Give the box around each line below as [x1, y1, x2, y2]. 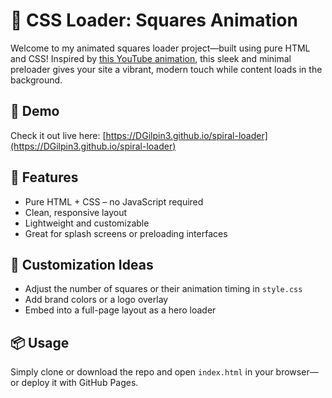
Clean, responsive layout [24, 206, 128, 218]
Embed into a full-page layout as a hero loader [24, 304, 217, 316]
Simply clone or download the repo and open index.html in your [10, 366, 274, 378]
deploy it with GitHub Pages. [21, 377, 139, 389]
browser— [275, 366, 319, 378]
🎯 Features [10, 169, 79, 186]
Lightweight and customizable [24, 217, 150, 229]
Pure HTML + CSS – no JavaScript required [24, 195, 204, 208]
